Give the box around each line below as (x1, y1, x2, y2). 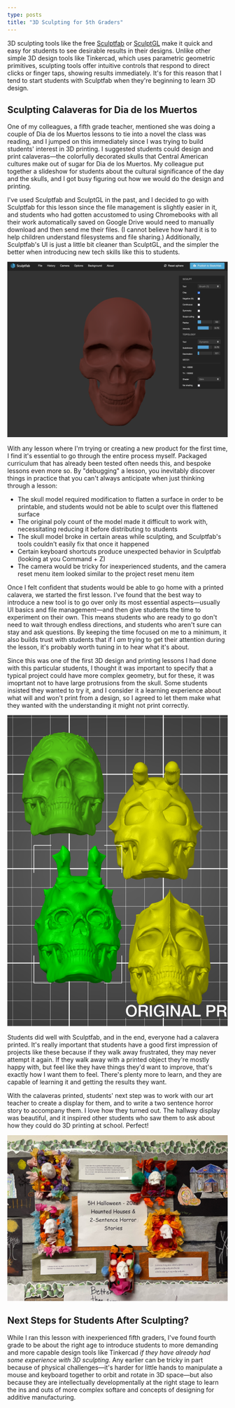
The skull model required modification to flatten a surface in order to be (17, 495, 224, 503)
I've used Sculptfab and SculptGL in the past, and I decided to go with (7, 196, 208, 204)
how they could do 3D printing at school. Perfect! (7, 1121, 149, 1129)
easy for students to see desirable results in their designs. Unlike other (7, 46, 211, 55)
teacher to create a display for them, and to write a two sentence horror (7, 1099, 213, 1107)
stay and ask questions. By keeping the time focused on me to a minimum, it (7, 628, 227, 636)
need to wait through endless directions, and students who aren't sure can (7, 620, 222, 629)
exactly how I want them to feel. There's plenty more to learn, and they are (7, 1070, 222, 1078)
